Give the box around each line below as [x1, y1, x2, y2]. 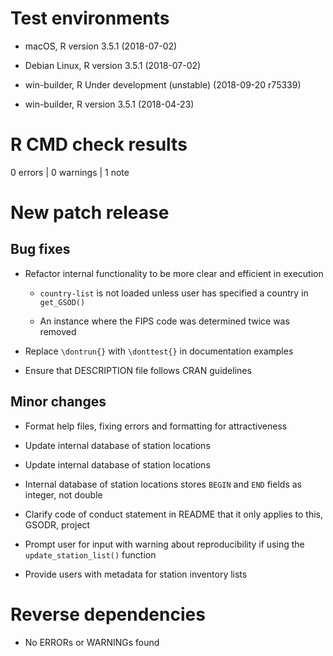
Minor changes [10, 393, 107, 411]
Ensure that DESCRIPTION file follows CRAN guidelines [24, 364, 252, 376]
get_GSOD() [39, 297, 86, 307]
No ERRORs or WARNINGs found [24, 636, 160, 648]
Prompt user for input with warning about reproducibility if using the [24, 538, 305, 550]
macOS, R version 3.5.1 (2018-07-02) [24, 40, 178, 52]
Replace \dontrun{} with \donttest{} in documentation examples [24, 345, 294, 357]
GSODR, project [24, 518, 91, 531]
